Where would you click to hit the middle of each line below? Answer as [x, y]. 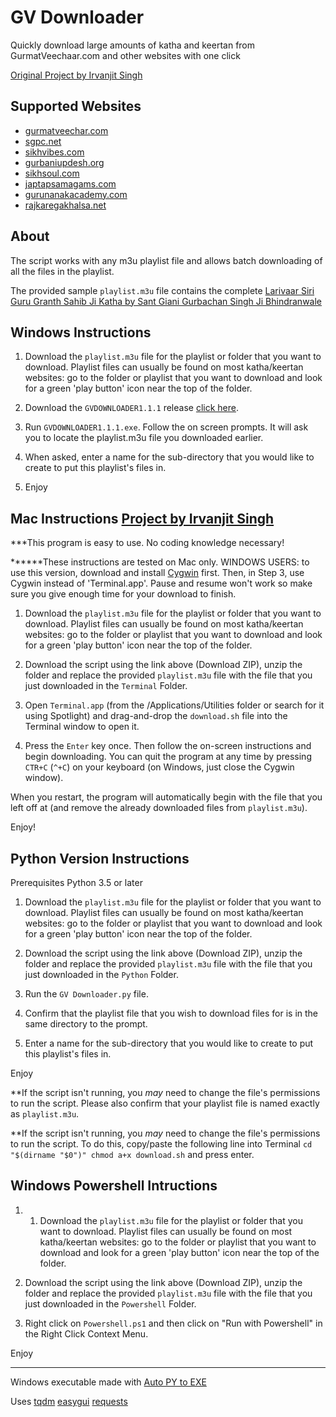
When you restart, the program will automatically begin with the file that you [166, 797]
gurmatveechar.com [66, 130]
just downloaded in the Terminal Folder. [106, 686]
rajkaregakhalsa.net [65, 205]
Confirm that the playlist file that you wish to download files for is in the [171, 1013]
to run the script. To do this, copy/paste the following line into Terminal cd [161, 1144]
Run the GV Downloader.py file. [86, 994]
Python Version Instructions [100, 858]
